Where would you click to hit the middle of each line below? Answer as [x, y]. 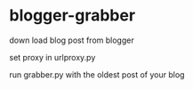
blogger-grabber [72, 16]
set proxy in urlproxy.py [52, 57]
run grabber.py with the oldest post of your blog [97, 74]
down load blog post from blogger [72, 40]
